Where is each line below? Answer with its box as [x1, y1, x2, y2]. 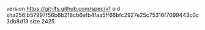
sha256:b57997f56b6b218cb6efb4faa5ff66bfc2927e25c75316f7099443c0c [6, 11, 199, 19]
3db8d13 [6, 18, 29, 25]
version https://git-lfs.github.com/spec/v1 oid [6, 5, 121, 12]
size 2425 [29, 18, 55, 25]
